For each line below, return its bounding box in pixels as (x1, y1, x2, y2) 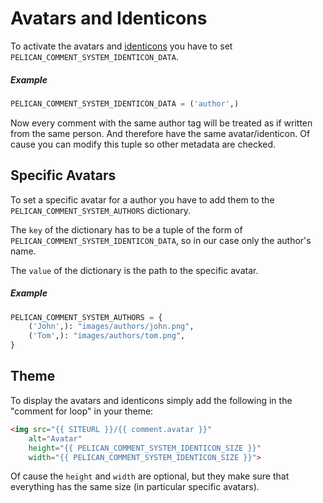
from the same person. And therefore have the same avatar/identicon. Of (10, 127, 311, 139)
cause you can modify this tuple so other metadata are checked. (10, 138, 277, 150)
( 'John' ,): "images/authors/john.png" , (28, 322, 195, 332)
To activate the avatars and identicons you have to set (10, 40, 233, 52)
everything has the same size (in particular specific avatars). (10, 481, 260, 493)
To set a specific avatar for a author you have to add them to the (10, 193, 275, 206)
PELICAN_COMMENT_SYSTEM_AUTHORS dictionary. (10, 204, 191, 216)
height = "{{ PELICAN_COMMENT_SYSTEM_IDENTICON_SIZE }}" (28, 443, 262, 453)
